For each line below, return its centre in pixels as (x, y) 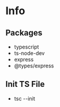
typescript (26, 47)
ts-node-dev (29, 53)
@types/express (34, 66)
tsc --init (25, 98)
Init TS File (25, 84)
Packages (24, 33)
